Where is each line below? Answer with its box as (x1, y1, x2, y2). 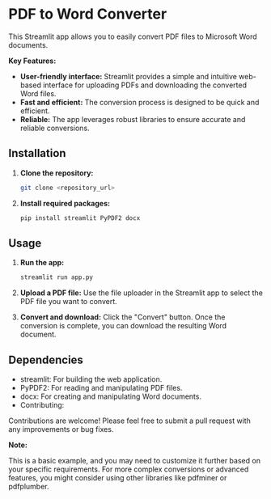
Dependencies (8, 353, 83, 366)
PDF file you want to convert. (19, 297, 117, 307)
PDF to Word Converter (8, 5, 167, 23)
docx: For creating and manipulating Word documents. (19, 391, 202, 401)
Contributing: (19, 400, 65, 409)
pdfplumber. (8, 482, 49, 491)
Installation (8, 146, 66, 160)
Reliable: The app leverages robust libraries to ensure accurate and (19, 114, 246, 124)
